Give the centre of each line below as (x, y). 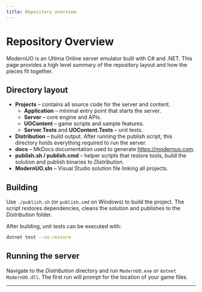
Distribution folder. (29, 215)
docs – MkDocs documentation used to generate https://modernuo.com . (105, 149)
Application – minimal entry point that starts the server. (92, 111)
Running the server (43, 256)
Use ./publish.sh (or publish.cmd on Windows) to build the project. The (95, 202)
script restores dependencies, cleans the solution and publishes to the (93, 208)
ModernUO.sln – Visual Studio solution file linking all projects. (91, 169)
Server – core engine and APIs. (63, 117)
